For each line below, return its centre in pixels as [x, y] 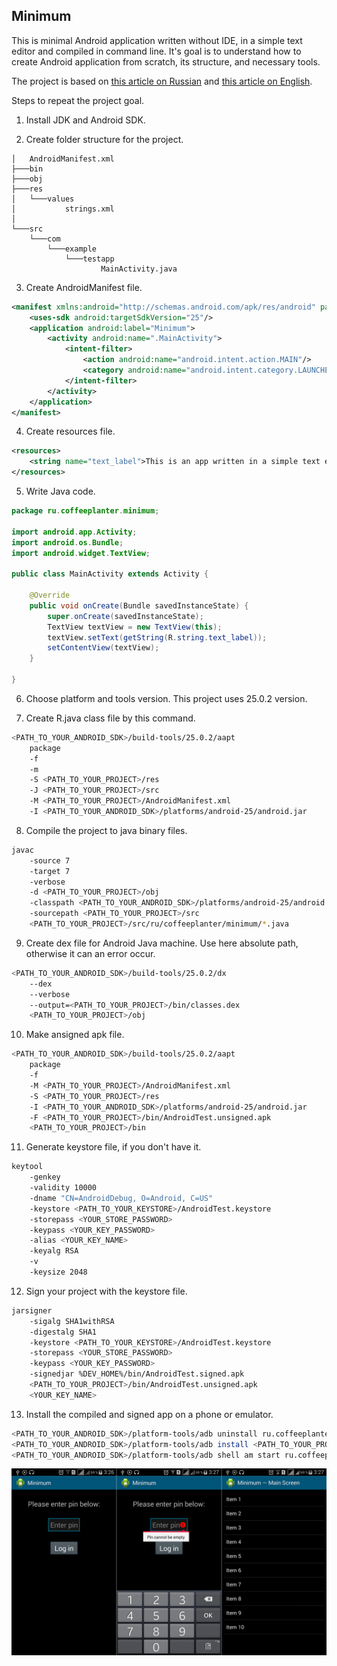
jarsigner [32, 1310]
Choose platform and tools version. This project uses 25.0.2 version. [166, 698]
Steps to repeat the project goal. [78, 100]
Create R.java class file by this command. [110, 718]
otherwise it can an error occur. [90, 953]
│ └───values [43, 199]
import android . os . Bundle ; [67, 542]
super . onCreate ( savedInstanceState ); [125, 616]
